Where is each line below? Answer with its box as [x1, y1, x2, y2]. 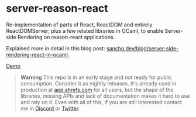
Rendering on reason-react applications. [17, 33, 115, 40]
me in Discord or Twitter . [20, 105, 80, 112]
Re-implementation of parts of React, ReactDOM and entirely [6, 21, 153, 28]
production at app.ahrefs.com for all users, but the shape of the [20, 86, 174, 93]
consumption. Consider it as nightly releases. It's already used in [20, 80, 177, 87]
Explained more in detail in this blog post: [6, 44, 105, 51]
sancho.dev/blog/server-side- [106, 44, 179, 51]
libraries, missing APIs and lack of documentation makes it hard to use [20, 92, 190, 99]
